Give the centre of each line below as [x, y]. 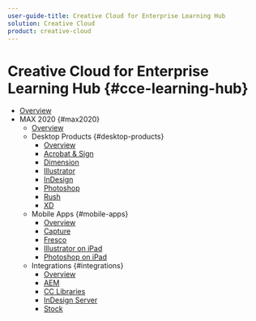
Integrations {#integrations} [77, 266]
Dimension [62, 162]
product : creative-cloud [49, 31]
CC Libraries [64, 292]
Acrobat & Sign [68, 154]
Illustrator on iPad [73, 249]
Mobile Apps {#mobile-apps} [80, 214]
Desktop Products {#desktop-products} [98, 137]
